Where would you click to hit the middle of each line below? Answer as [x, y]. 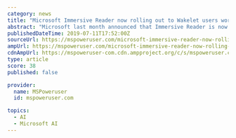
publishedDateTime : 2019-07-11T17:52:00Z [69, 33]
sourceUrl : [23, 40]
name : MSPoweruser [41, 92]
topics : [19, 111]
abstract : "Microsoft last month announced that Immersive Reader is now [118, 27]
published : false [33, 72]
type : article [28, 60]
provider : [22, 85]
